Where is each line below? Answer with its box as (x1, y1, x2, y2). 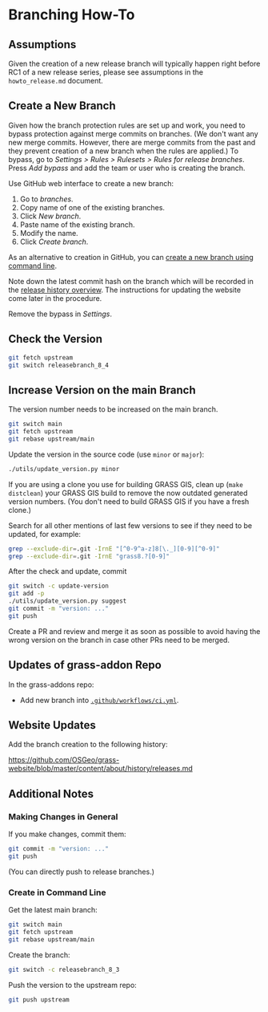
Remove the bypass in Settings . (8, 309, 112, 319)
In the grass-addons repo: (8, 680, 94, 689)
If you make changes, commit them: (8, 829, 126, 839)
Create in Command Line (8, 887, 106, 898)
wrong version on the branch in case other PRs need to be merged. (8, 635, 230, 644)
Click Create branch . (19, 237, 89, 246)
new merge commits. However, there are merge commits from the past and (8, 137, 256, 147)
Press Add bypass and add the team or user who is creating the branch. (8, 163, 246, 173)
